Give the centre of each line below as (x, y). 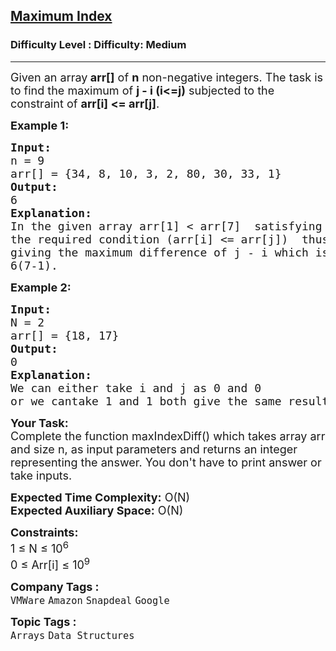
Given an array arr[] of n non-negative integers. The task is (167, 77)
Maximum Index (61, 16)
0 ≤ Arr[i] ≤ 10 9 (50, 563)
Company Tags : (55, 586)
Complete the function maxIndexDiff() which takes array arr (168, 436)
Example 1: (40, 125)
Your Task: (39, 422)
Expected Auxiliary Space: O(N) (97, 510)
